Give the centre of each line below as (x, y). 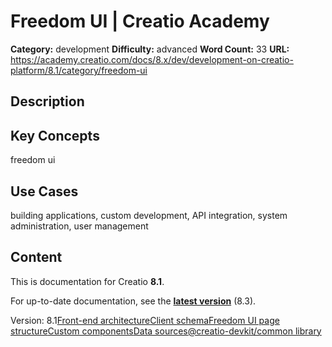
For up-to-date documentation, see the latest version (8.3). (133, 301)
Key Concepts (55, 135)
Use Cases (44, 191)
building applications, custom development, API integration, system (149, 215)
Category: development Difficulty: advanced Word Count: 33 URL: (150, 49)
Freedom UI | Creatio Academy (140, 21)
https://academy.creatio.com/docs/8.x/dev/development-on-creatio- (152, 59)
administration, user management (79, 226)
